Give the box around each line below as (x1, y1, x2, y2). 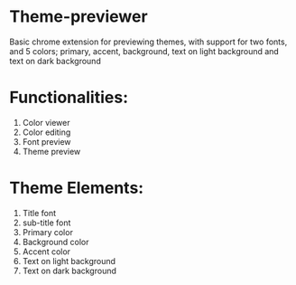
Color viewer (22, 117, 70, 128)
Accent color (22, 246, 70, 257)
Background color (22, 236, 89, 247)
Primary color (22, 226, 74, 237)
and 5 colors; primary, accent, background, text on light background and (9, 45, 280, 56)
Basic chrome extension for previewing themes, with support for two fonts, (9, 36, 288, 47)
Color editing (22, 127, 71, 138)
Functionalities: (9, 88, 129, 108)
